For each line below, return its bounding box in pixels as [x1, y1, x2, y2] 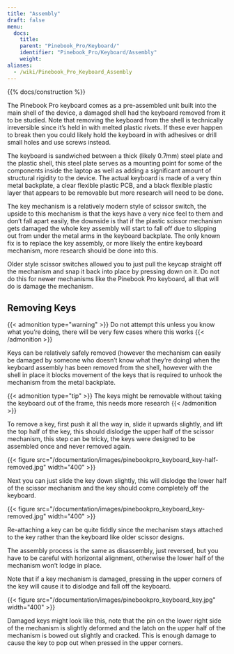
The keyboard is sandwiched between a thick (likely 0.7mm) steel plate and [7, 151, 223, 160]
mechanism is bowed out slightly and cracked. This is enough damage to [7, 631, 217, 640]
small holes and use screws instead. [7, 138, 111, 146]
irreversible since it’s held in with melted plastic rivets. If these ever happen [7, 123, 223, 131]
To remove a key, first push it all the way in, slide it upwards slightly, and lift [7, 420, 223, 429]
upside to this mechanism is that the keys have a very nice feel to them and [7, 209, 224, 218]
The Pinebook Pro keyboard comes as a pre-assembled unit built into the [7, 101, 217, 109]
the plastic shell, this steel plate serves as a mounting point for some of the [7, 159, 223, 167]
